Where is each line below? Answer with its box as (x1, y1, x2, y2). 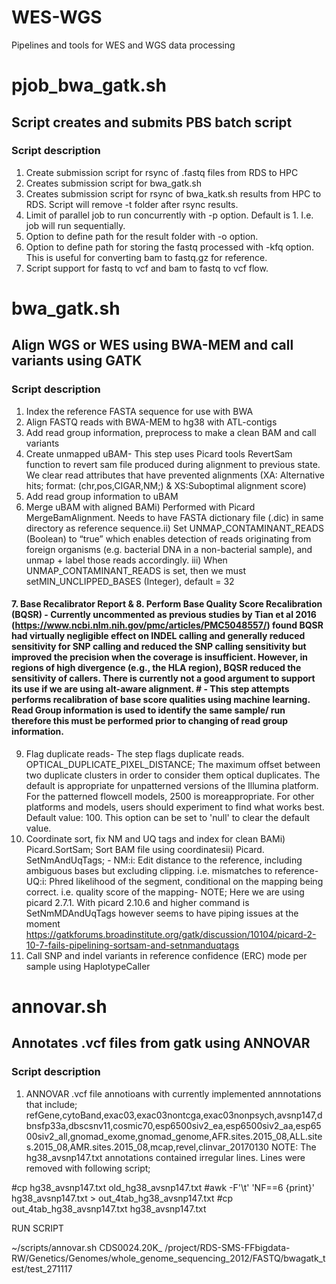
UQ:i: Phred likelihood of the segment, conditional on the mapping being (25, 875, 324, 887)
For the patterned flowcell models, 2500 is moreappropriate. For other (25, 790, 315, 802)
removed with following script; (25, 1162, 151, 1174)
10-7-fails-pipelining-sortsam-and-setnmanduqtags (25, 939, 240, 951)
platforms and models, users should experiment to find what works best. (25, 801, 325, 813)
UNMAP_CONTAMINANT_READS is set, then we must (25, 564, 247, 576)
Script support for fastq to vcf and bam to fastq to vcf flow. (25, 262, 269, 274)
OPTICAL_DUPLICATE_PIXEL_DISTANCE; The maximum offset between (25, 758, 321, 770)
